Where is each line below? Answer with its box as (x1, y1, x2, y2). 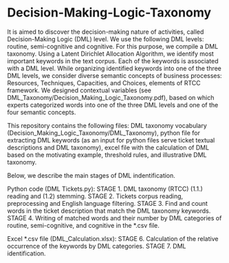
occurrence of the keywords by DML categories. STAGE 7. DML (7, 242, 187, 250)
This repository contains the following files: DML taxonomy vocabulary (7, 121, 208, 129)
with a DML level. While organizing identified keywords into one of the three (7, 64, 222, 72)
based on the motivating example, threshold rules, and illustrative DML (7, 150, 207, 159)
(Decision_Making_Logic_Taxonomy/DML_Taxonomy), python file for (7, 129, 201, 137)
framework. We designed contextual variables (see (7, 86, 151, 94)
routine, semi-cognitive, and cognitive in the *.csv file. (7, 221, 160, 229)
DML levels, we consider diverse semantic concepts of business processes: (7, 71, 222, 80)
